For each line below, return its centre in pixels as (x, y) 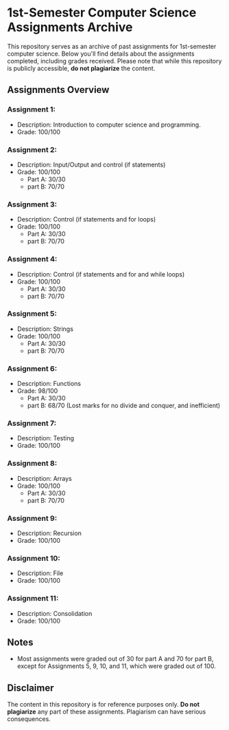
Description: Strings (45, 329)
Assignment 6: (32, 368)
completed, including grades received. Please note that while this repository (114, 61)
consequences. (29, 719)
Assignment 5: (32, 314)
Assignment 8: (32, 464)
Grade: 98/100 (37, 391)
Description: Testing (45, 438)
